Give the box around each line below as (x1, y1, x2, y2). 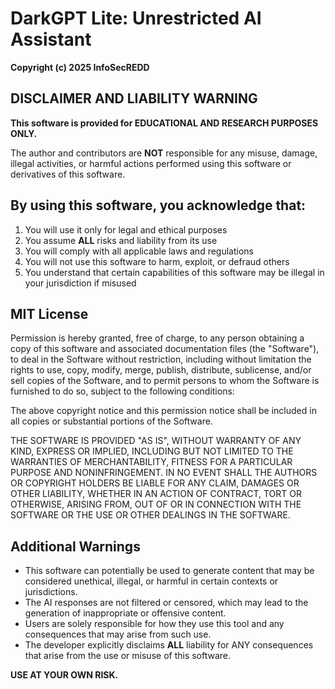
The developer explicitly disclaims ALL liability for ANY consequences (24, 639, 314, 651)
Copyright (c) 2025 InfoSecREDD (10, 61, 150, 73)
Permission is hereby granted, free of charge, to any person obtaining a (10, 332, 305, 344)
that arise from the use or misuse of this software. (24, 650, 232, 662)
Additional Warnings (10, 538, 141, 555)
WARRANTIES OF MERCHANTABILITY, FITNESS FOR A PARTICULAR (10, 456, 293, 468)
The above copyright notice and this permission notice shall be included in (10, 405, 317, 417)
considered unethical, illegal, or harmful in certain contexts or (24, 575, 279, 587)
